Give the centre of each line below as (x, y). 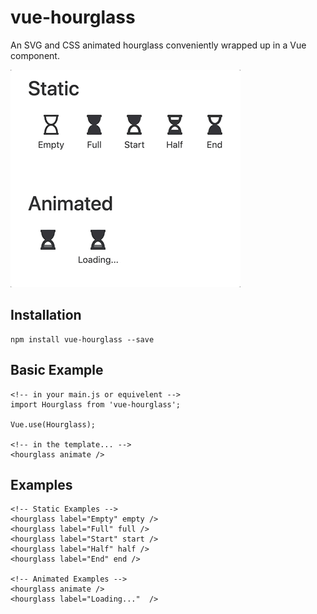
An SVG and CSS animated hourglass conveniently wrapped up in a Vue (158, 45)
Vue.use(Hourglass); (53, 424)
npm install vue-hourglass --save (82, 339)
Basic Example (57, 370)
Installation (46, 315)
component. (35, 55)
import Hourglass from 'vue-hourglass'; (96, 404)
